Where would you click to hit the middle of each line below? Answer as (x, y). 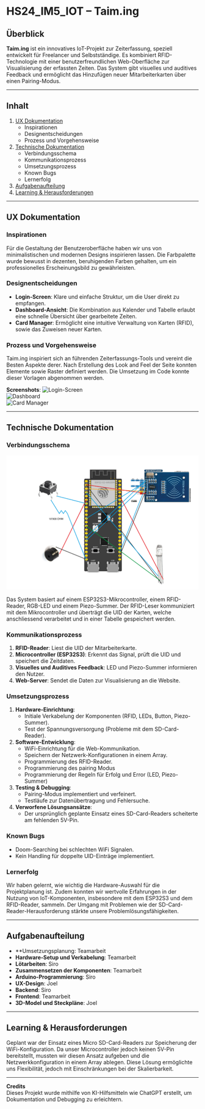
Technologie (22, 62)
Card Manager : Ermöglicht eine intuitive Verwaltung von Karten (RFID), (104, 323)
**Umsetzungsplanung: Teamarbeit (60, 950)
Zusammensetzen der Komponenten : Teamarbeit (78, 970)
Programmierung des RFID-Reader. (68, 762)
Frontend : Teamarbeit (43, 996)
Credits (16, 1086)
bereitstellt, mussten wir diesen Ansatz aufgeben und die (78, 1055)
